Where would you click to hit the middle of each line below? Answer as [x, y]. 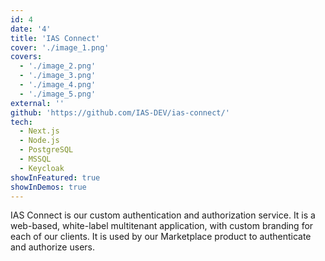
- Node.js [39, 141]
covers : [26, 57]
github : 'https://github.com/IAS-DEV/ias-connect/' [120, 112]
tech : [21, 122]
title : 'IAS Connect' [55, 38]
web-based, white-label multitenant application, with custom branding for [162, 226]
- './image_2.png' [58, 66]
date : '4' [31, 29]
